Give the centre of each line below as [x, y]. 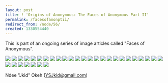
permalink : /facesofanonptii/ [37, 19]
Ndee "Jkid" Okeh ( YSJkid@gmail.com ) [47, 75]
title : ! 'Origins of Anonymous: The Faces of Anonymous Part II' [77, 15]
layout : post [19, 10]
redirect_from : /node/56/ [33, 24]
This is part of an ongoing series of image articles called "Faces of [75, 43]
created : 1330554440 [27, 29]
